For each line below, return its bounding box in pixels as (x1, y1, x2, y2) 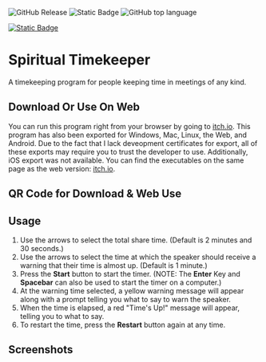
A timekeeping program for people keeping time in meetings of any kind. (8, 77, 247, 87)
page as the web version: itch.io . (8, 163, 116, 173)
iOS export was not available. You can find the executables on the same (8, 155, 244, 165)
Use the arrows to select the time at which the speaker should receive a (19, 252, 256, 262)
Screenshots (8, 343, 73, 356)
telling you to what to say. (19, 311, 105, 321)
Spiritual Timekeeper (8, 51, 151, 69)
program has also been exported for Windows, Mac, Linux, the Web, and (8, 130, 248, 140)
